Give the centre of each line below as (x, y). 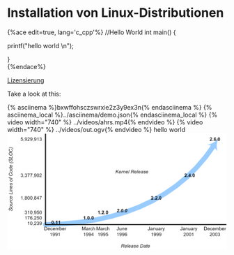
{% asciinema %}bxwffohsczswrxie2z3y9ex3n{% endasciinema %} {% (110, 107)
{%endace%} (27, 66)
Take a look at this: (34, 94)
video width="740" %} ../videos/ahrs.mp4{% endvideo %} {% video (105, 122)
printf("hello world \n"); (41, 45)
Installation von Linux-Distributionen (116, 13)
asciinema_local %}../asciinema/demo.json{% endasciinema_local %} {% (112, 115)
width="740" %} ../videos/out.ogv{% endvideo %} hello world (96, 129)
